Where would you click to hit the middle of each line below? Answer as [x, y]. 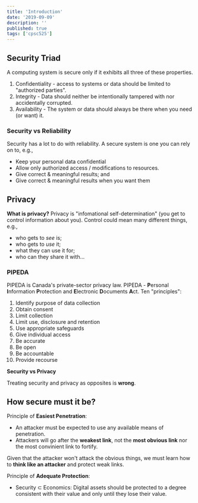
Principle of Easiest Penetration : [47, 416]
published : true [27, 28]
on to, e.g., [20, 150]
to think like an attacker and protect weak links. [65, 464]
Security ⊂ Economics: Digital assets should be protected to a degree [101, 488]
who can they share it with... [50, 257]
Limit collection [34, 315]
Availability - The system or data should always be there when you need [104, 109]
